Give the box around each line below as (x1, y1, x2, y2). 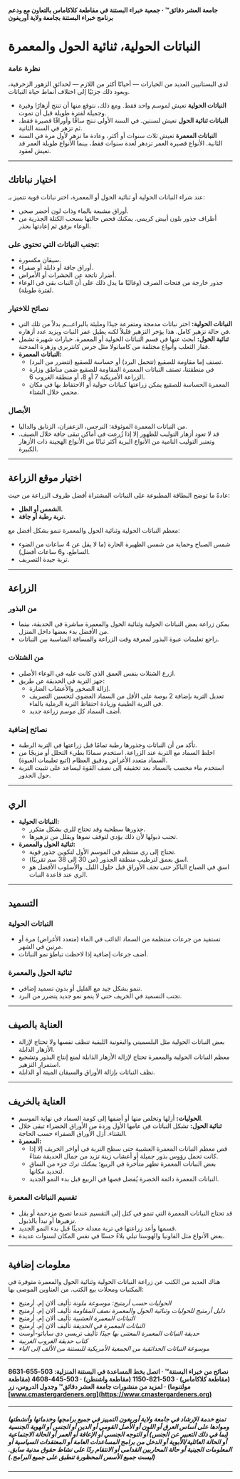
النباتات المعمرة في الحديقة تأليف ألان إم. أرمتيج (18, 1322, 145, 1330)
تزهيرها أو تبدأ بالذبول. (18, 1216, 77, 1225)
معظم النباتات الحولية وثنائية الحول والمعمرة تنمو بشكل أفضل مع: (8, 526, 180, 534)
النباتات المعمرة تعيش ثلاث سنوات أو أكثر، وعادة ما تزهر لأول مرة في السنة (18, 132, 217, 140)
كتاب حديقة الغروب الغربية (18, 1337, 88, 1345)
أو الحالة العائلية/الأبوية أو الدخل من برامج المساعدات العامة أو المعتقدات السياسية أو (8, 1438, 227, 1446)
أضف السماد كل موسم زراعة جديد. (28, 706, 122, 715)
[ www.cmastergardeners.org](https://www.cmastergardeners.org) (8, 1390, 212, 1399)
